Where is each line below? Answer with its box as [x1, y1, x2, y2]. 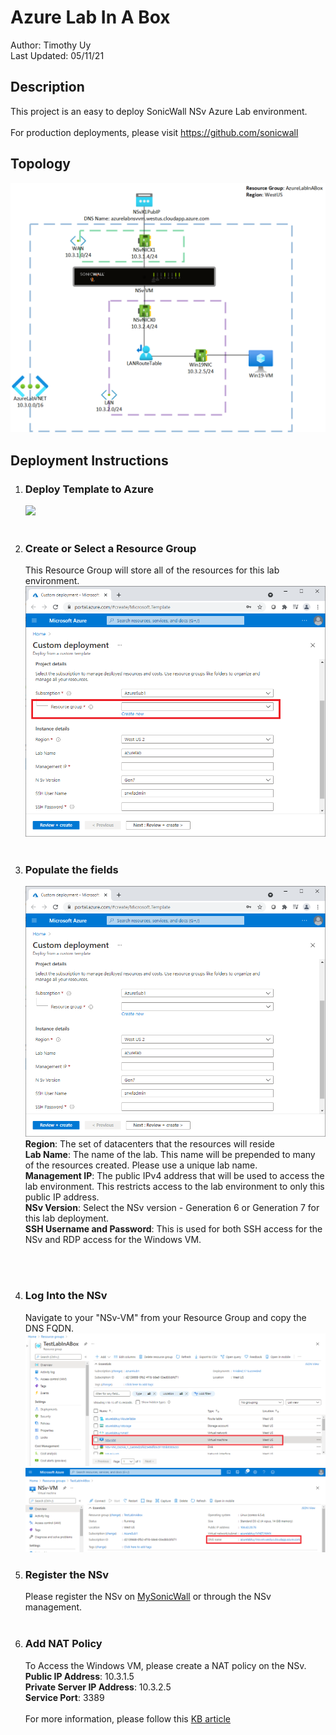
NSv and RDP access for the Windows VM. [24, 1234, 202, 1246]
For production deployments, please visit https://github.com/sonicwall [10, 126, 299, 138]
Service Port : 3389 [24, 1691, 105, 1703]
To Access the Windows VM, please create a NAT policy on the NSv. [24, 1659, 307, 1671]
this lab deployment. [24, 1212, 110, 1225]
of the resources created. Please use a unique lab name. [24, 1159, 258, 1171]
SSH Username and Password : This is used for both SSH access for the [24, 1223, 323, 1235]
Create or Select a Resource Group [24, 541, 197, 555]
